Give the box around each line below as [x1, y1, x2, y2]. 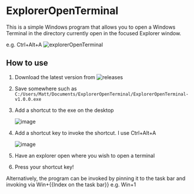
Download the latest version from [14, 73, 96, 80]
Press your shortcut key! [14, 163, 75, 171]
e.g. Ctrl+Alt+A [6, 41, 42, 48]
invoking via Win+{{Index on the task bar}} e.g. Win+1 [6, 181, 136, 188]
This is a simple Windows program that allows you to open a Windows [6, 23, 176, 30]
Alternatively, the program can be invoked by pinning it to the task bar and [6, 175, 186, 182]
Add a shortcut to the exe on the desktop [14, 107, 114, 114]
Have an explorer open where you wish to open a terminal [14, 152, 155, 159]
